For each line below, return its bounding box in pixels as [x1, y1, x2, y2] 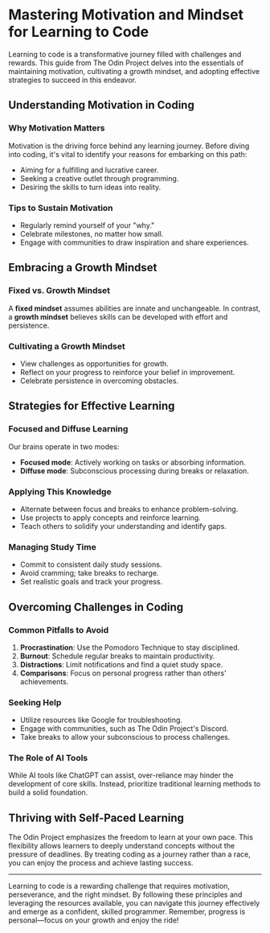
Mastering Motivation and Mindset [8, 6, 243, 24]
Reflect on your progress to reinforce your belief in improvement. [19, 367, 235, 377]
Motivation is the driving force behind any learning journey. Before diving [8, 141, 250, 151]
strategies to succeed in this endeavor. [8, 75, 137, 85]
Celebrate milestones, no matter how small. [19, 229, 164, 238]
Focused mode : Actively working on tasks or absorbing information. [19, 457, 247, 467]
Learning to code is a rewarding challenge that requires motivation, [8, 881, 231, 891]
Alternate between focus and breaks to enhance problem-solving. [19, 504, 239, 514]
